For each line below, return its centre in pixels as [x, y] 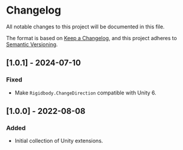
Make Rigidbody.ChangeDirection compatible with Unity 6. [85, 93]
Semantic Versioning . [32, 44]
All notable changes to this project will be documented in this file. [86, 27]
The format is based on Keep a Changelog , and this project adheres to [91, 38]
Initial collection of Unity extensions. [59, 141]
